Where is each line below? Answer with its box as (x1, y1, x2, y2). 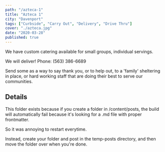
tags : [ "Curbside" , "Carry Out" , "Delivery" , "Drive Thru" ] (5, 21, 133, 26)
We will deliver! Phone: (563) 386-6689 (5, 58, 86, 64)
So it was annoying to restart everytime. (5, 126, 87, 132)
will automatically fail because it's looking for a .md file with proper (5, 111, 142, 117)
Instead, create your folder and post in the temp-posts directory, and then (5, 136, 157, 142)
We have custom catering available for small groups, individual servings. (5, 48, 154, 55)
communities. (5, 78, 33, 84)
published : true (5, 35, 39, 40)
